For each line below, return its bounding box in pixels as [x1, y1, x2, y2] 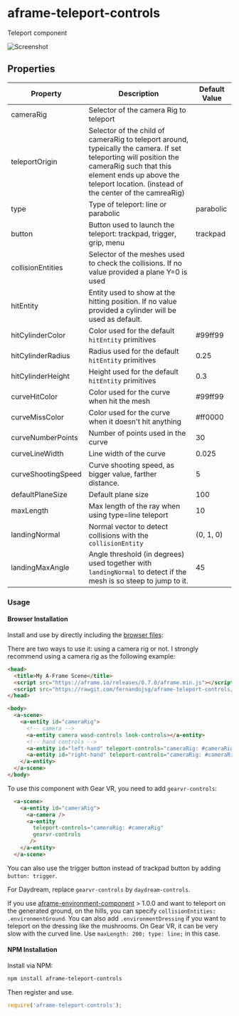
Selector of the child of [88, 125, 165, 135]
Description [118, 88, 159, 98]
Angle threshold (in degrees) [88, 549, 185, 559]
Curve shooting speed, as [88, 460, 174, 470]
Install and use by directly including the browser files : [7, 630, 164, 639]
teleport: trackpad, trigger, [88, 229, 176, 239]
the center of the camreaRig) [88, 187, 185, 197]
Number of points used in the [88, 428, 186, 438]
